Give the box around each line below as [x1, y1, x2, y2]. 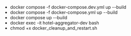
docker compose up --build [10, 15, 68, 20]
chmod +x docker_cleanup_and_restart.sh [10, 25, 97, 31]
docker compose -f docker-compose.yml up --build [10, 9, 118, 15]
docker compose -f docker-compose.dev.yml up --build [10, 4, 127, 10]
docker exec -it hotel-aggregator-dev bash [10, 20, 99, 26]
